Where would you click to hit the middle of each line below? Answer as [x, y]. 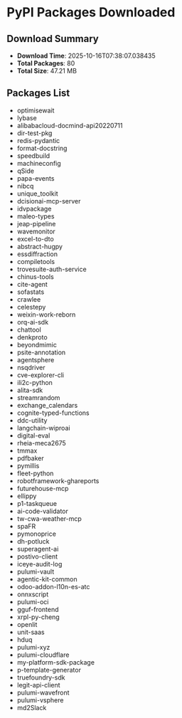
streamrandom [38, 397]
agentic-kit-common [47, 579]
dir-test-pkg [34, 133]
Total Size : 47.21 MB [47, 71]
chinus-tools [35, 276]
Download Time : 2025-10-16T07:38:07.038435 [86, 56]
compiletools [36, 261]
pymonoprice [36, 534]
